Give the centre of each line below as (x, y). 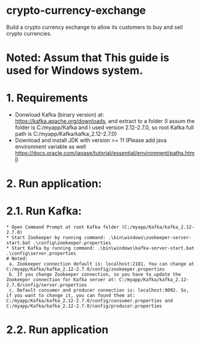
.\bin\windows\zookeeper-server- (150, 238)
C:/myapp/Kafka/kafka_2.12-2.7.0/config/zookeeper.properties (85, 269)
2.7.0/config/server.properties (46, 285)
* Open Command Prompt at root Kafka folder (63, 227)
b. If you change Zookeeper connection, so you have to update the (95, 275)
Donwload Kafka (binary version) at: (59, 115)
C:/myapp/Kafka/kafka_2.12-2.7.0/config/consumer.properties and (89, 301)
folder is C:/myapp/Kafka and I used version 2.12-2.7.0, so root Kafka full (104, 127)
